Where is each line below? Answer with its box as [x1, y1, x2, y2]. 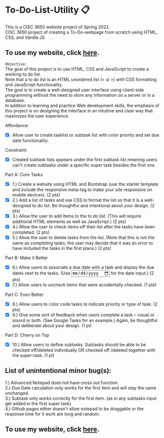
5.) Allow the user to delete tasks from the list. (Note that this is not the [12, 235, 155, 241]
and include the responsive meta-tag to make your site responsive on [12, 187, 153, 192]
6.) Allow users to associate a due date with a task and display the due [12, 264, 155, 271]
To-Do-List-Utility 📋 [5, 4, 90, 16]
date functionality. [12, 137, 49, 143]
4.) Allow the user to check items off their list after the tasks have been [12, 224, 155, 230]
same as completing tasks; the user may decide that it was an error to [12, 240, 153, 246]
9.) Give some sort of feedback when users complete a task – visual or [12, 312, 155, 318]
